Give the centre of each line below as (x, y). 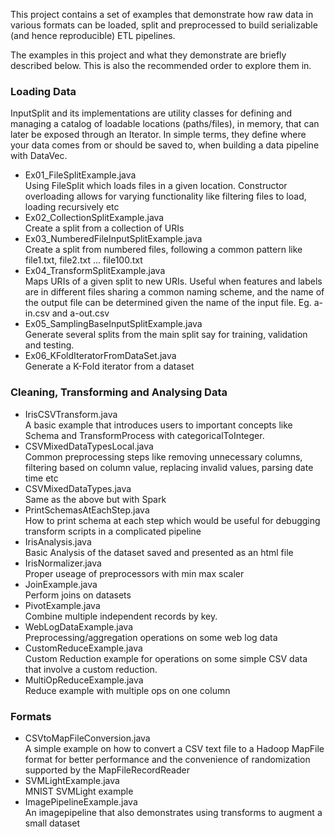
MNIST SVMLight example (79, 791)
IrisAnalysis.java (58, 541)
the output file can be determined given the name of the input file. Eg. (168, 303)
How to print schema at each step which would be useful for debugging (172, 520)
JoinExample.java (61, 584)
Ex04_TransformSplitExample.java (95, 271)
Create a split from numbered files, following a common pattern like (163, 250)
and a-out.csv (80, 313)
